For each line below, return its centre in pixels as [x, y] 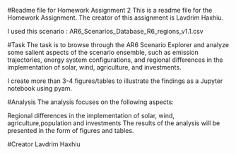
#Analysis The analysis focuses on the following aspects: [91, 102]
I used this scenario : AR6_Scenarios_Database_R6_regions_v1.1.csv [105, 31]
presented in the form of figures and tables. [71, 130]
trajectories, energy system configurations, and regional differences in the [115, 60]
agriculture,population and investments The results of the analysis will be [114, 123]
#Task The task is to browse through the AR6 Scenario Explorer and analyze [118, 45]
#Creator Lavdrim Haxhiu [44, 144]
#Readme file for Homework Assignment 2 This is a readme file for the [110, 10]
